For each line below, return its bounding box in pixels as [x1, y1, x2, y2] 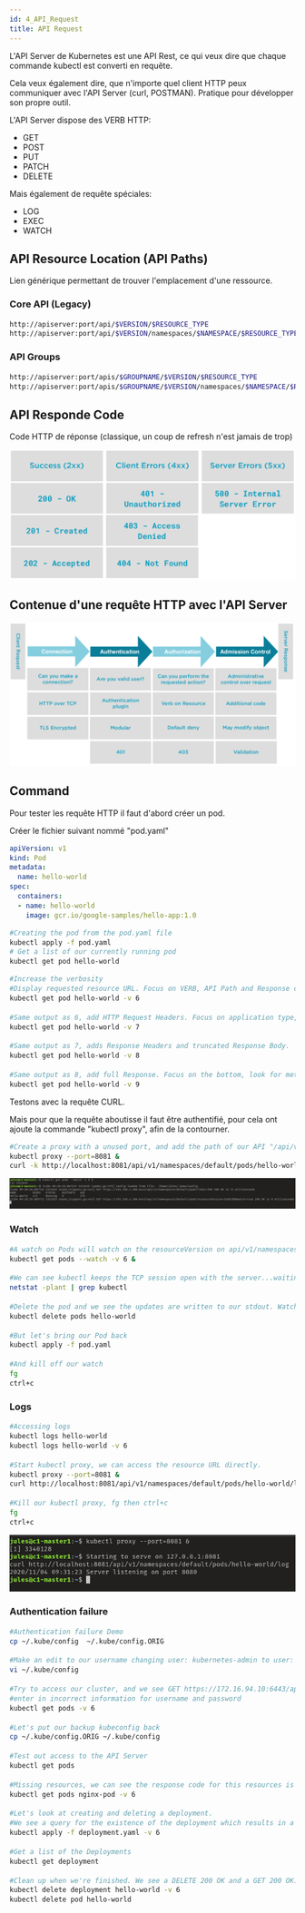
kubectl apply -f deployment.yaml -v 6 [9, 1829, 161, 1838]
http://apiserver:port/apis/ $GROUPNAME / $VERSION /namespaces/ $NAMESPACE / [9, 382, 290, 391]
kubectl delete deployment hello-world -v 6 [9, 1886, 181, 1895]
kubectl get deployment [9, 1857, 100, 1866]
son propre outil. [9, 96, 71, 108]
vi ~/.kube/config [9, 1665, 79, 1674]
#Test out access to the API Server [9, 1751, 148, 1761]
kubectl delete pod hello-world [9, 1895, 132, 1905]
